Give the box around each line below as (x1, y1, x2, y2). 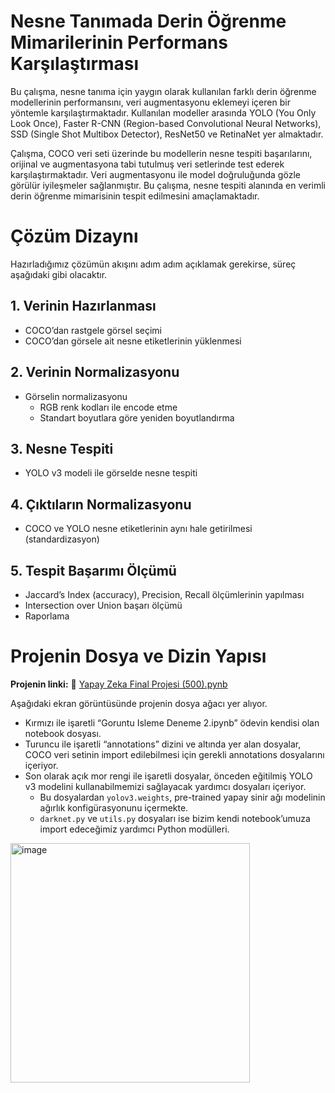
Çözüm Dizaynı (10, 225, 139, 248)
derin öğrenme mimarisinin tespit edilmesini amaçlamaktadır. (10, 190, 260, 202)
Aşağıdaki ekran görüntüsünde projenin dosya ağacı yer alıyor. (10, 697, 268, 709)
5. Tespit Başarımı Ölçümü (10, 562, 177, 579)
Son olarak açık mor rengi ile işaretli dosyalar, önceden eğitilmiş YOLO (24, 770, 313, 782)
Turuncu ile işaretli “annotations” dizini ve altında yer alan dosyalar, (24, 738, 302, 750)
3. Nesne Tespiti (10, 440, 114, 457)
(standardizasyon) (24, 533, 100, 545)
